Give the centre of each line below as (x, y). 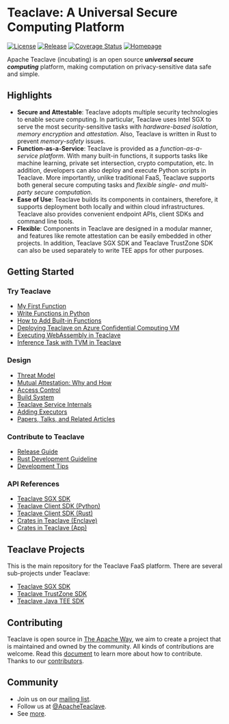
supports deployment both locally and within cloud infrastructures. (111, 206)
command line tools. (45, 221)
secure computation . (63, 192)
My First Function (42, 306)
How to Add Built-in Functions (59, 321)
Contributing (35, 622)
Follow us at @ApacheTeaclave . (62, 706)
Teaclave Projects (46, 549)
